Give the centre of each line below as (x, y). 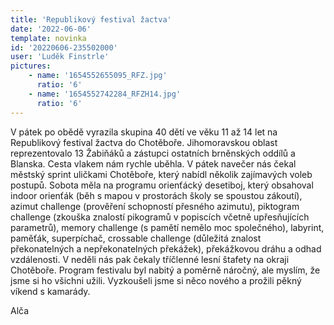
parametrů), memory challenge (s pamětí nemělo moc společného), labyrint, (167, 227)
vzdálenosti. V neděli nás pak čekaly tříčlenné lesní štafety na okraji (150, 259)
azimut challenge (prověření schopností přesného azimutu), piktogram (155, 206)
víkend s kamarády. (50, 291)
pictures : (31, 66)
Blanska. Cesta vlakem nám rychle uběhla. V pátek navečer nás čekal (153, 163)
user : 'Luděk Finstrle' (60, 57)
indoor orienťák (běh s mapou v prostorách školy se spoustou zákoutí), (156, 195)
